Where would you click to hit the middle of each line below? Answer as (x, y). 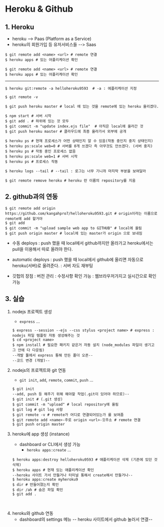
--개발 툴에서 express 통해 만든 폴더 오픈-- (52, 355)
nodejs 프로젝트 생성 (32, 311)
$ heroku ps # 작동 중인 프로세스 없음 (41, 151)
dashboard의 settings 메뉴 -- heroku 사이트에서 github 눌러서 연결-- (86, 519)
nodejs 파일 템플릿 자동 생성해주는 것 (46, 335)
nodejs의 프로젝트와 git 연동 (39, 370)
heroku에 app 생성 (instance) (41, 434)
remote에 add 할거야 (24, 219)
